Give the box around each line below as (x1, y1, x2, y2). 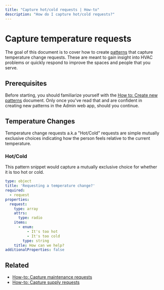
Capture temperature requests (5, 33, 132, 44)
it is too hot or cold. (5, 169, 44, 175)
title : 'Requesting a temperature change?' (5, 183, 95, 189)
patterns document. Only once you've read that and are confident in (5, 97, 142, 103)
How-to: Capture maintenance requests (12, 274, 93, 280)
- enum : (18, 225, 34, 229)
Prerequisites (5, 79, 47, 88)
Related (5, 261, 29, 269)
